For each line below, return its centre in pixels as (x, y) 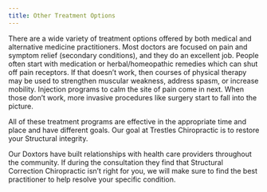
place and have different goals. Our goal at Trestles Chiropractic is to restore (134, 130)
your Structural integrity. (48, 138)
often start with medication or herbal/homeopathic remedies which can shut (133, 64)
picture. (21, 106)
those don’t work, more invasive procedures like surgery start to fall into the (133, 97)
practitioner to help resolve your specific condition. (92, 179)
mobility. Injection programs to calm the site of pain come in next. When (126, 89)
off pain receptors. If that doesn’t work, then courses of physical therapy (128, 72)
